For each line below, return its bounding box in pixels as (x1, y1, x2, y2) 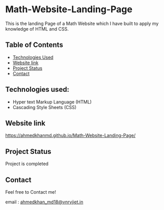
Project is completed (5, 161, 49, 167)
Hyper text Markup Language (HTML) (12, 98, 92, 105)
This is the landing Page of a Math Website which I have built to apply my (5, 20, 159, 27)
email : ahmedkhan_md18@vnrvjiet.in (5, 199, 84, 205)
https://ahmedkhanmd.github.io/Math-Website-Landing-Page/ (5, 133, 136, 139)
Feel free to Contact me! (5, 189, 56, 195)
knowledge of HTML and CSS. (5, 25, 69, 32)
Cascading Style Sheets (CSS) (12, 104, 77, 110)
